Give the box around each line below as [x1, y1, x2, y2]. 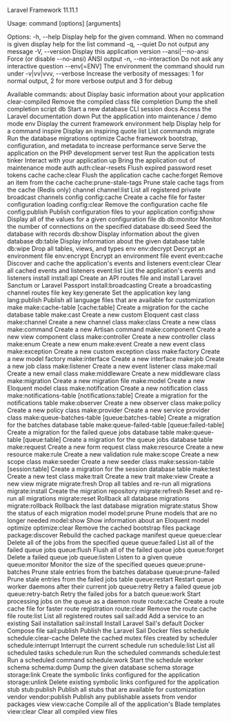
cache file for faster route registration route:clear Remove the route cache [7, 604, 217, 613]
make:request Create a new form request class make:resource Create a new [7, 443, 224, 451]
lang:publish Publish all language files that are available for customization [7, 296, 216, 304]
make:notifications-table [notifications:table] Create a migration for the [7, 391, 208, 400]
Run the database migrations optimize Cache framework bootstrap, [7, 134, 199, 142]
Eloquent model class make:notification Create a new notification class [7, 384, 208, 392]
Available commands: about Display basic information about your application [7, 90, 225, 98]
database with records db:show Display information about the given [7, 230, 200, 238]
